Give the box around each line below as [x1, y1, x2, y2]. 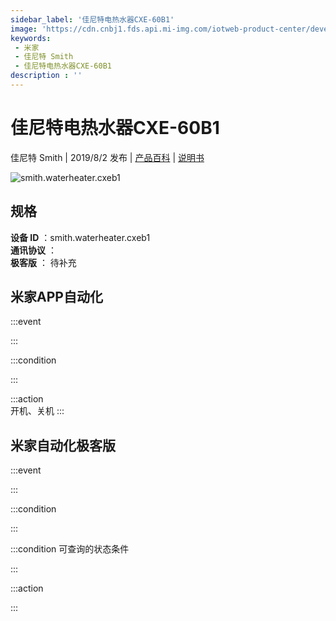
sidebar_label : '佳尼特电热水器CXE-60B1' [10, 14, 175, 25]
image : [10, 24, 38, 34]
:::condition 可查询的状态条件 [10, 543, 130, 555]
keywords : [10, 33, 52, 43]
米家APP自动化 [10, 289, 103, 306]
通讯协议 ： [10, 244, 57, 256]
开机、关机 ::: [10, 405, 65, 417]
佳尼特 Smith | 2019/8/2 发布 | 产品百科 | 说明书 [10, 151, 205, 163]
